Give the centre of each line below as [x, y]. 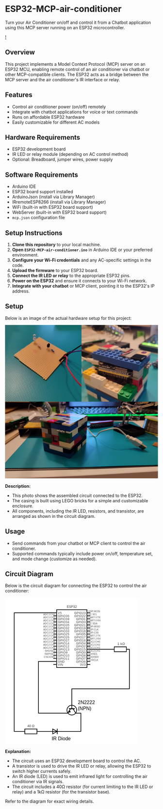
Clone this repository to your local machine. [56, 245]
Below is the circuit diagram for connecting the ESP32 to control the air [76, 586]
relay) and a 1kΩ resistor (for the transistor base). [61, 792]
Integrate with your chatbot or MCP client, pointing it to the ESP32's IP [83, 286]
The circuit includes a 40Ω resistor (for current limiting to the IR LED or [82, 787]
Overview [20, 52]
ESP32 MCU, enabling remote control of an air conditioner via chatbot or [77, 69]
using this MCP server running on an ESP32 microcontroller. [65, 27]
